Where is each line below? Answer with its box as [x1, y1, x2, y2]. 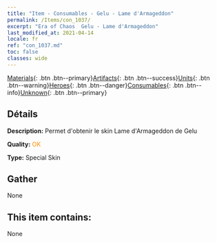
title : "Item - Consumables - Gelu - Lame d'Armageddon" [7, 10, 174, 17]
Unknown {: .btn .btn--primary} [20, 88, 107, 96]
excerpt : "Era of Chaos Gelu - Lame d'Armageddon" [7, 23, 158, 30]
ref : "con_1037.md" [7, 42, 63, 49]
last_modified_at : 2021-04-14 [7, 29, 94, 36]
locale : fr [7, 36, 39, 43]
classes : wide [7, 55, 48, 62]
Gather [7, 173, 38, 184]
